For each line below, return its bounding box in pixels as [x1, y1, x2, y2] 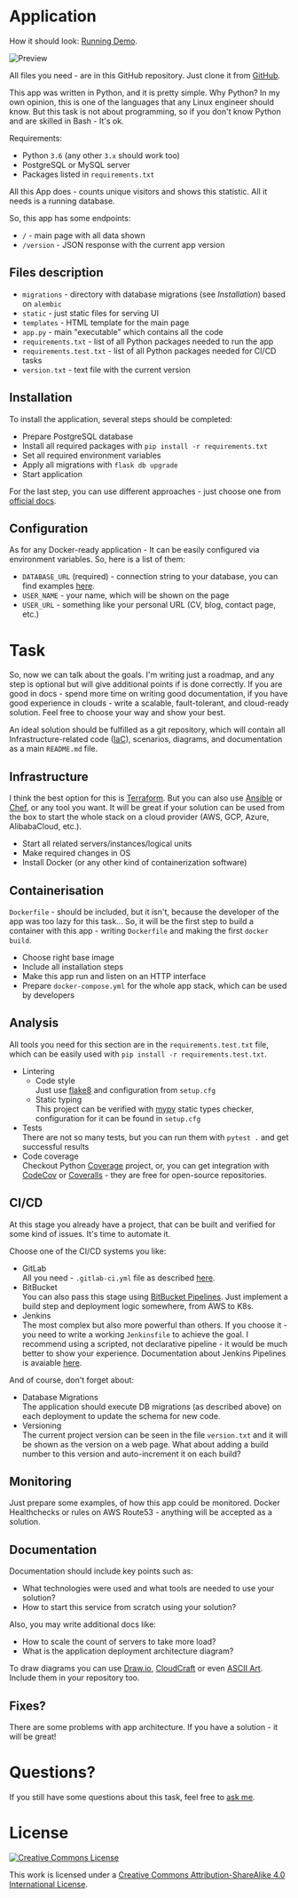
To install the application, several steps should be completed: [9, 413, 233, 424]
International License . [9, 1878, 89, 1889]
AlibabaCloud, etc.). [9, 821, 82, 832]
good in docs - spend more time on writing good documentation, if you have [9, 689, 288, 699]
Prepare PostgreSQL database [21, 431, 134, 442]
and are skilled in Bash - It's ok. [9, 116, 124, 126]
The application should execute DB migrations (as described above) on [21, 1401, 282, 1412]
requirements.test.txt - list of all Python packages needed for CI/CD [21, 345, 277, 356]
